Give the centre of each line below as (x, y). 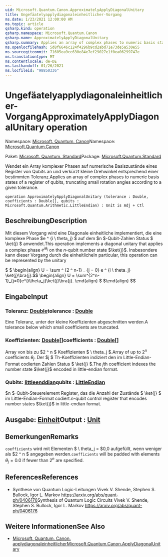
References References (42, 477)
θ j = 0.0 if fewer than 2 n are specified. (44, 461)
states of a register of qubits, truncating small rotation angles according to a (83, 182)
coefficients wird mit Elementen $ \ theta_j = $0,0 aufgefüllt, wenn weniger (84, 449)
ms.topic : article (24, 24)
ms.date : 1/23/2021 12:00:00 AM (39, 19)
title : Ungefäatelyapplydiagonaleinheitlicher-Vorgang (63, 15)
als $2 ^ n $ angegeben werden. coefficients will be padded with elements (82, 454)
